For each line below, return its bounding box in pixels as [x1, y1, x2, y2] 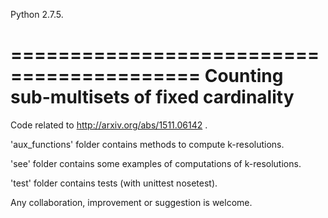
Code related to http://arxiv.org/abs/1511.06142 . [10, 119, 208, 131]
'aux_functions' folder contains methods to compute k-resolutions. [10, 138, 285, 150]
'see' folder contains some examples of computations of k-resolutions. [10, 157, 302, 169]
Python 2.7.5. [10, 9, 64, 20]
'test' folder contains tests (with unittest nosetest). [10, 177, 218, 189]
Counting [204, 65, 284, 88]
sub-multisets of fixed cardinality [10, 86, 295, 109]
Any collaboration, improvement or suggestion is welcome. [10, 196, 253, 208]
